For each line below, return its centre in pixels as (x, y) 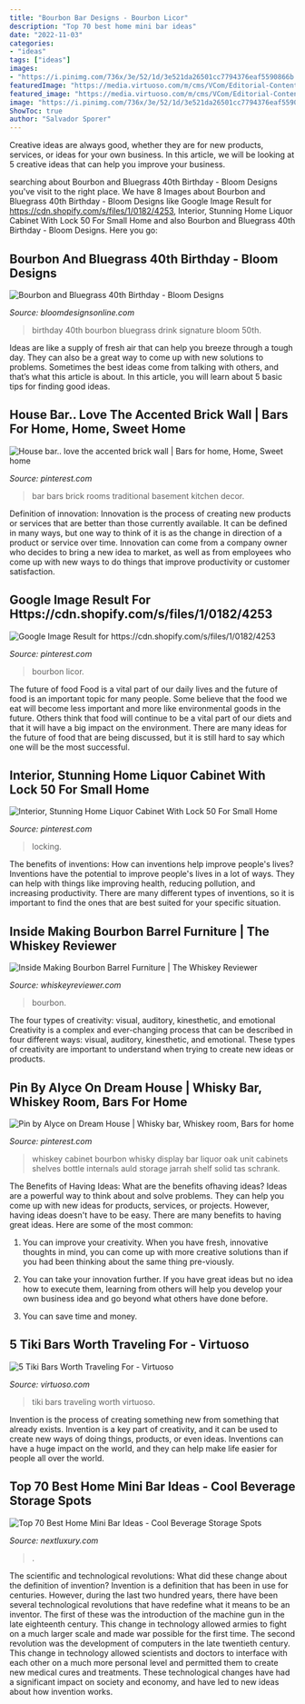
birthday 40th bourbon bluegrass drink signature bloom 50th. (146, 330)
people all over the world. (57, 1458)
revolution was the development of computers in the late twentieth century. (150, 1643)
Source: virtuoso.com (50, 1384)
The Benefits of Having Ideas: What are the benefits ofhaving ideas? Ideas (148, 1186)
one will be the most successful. (70, 747)
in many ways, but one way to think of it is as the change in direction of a (146, 533)
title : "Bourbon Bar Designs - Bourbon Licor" (99, 18)
